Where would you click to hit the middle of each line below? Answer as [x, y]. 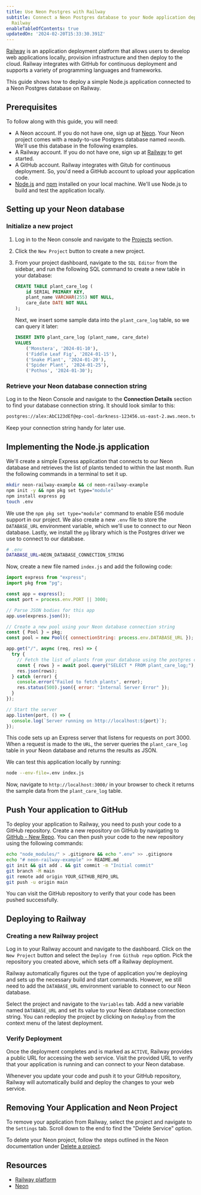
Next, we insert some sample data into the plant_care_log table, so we [102, 320]
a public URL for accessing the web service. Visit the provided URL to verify [100, 1058]
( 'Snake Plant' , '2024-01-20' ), [66, 360]
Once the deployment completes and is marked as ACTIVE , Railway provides [99, 1052]
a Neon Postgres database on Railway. [54, 88]
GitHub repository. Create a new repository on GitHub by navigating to [93, 831]
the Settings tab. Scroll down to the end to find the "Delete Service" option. [99, 1128]
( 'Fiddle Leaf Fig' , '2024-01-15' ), [71, 354]
